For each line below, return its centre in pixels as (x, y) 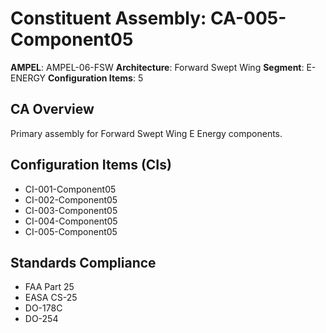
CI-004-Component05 (71, 221)
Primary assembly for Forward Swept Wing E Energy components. (146, 133)
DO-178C (43, 308)
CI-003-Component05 (71, 210)
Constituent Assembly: (108, 18)
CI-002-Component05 (71, 199)
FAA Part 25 (49, 287)
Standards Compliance (83, 262)
